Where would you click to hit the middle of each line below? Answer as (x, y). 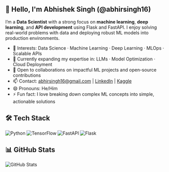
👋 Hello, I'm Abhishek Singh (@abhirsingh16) (78, 9)
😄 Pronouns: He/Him (35, 88)
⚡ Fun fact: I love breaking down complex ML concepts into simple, (83, 94)
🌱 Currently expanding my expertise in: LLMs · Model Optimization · (84, 59)
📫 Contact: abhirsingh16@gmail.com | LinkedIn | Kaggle (72, 81)
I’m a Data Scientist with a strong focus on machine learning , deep (77, 21)
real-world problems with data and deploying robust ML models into (77, 33)
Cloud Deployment (33, 64)
